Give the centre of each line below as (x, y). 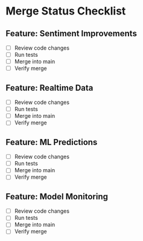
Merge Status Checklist (66, 11)
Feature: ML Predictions (52, 142)
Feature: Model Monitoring (57, 197)
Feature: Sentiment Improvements (71, 34)
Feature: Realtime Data (49, 88)
